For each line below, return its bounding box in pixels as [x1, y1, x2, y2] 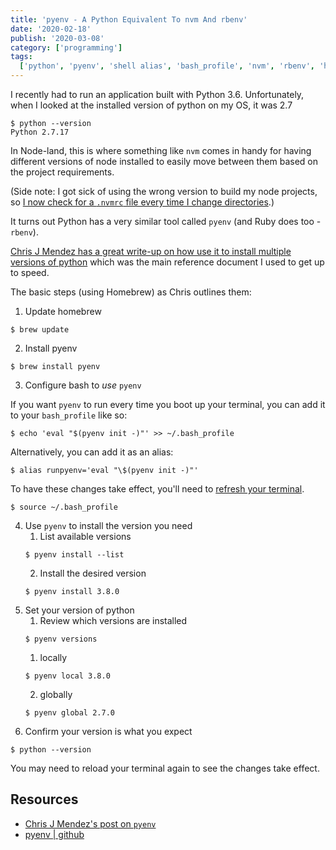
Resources [10, 791, 79, 808]
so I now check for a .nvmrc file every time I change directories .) [10, 196, 275, 208]
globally [39, 689, 73, 700]
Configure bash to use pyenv [24, 379, 142, 391]
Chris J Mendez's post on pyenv [24, 817, 157, 830]
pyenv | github [24, 828, 85, 840]
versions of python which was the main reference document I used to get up [10, 256, 325, 268]
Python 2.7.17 [10, 127, 70, 137]
